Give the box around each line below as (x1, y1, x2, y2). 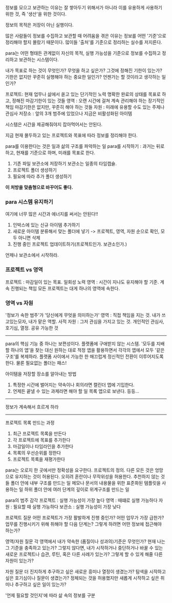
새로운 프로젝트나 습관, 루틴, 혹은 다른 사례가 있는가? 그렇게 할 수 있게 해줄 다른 (5, 551, 163, 557)
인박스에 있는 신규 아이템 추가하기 (12, 222, 80, 228)
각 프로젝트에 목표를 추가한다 (12, 437, 71, 443)
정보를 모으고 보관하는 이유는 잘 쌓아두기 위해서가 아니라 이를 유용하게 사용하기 (5, 5, 163, 10)
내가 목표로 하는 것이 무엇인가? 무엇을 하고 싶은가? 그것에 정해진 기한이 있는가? (5, 67, 162, 73)
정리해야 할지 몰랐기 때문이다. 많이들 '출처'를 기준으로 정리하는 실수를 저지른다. (5, 39, 162, 45)
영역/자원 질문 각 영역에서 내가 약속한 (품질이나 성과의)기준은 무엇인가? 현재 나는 (5, 538, 165, 544)
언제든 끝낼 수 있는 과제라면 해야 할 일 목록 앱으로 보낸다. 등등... (12, 388, 140, 394)
